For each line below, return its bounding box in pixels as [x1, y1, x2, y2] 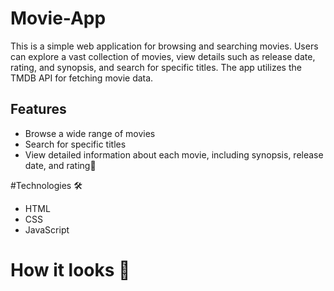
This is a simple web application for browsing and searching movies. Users [10, 40, 319, 52]
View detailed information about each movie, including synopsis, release [24, 148, 324, 161]
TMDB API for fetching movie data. [10, 72, 154, 84]
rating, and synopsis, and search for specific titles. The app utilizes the [10, 61, 302, 73]
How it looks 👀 [10, 258, 131, 281]
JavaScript [24, 223, 70, 236]
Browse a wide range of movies [24, 127, 156, 139]
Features [10, 101, 67, 118]
